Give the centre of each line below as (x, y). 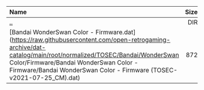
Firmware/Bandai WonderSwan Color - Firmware (80, 70)
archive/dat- (28, 47)
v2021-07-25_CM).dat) (45, 78)
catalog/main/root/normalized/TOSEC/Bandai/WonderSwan (94, 55)
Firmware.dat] (116, 32)
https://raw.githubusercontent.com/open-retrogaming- (91, 40)
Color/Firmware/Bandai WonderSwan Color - (74, 62)
